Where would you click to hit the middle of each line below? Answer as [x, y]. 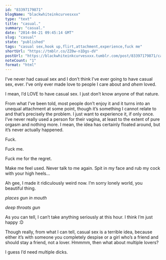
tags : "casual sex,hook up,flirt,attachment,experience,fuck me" [74, 47]
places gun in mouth [26, 198]
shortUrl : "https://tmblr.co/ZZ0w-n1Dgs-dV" [52, 51]
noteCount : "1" [21, 60]
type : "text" [19, 19]
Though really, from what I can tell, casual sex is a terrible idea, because [79, 232]
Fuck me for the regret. [28, 158]
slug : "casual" [21, 38]
